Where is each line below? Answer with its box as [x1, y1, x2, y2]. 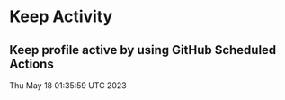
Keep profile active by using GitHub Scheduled [9, 42, 277, 58]
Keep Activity [9, 6, 113, 27]
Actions [9, 56, 54, 71]
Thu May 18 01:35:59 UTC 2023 [9, 80, 128, 91]
